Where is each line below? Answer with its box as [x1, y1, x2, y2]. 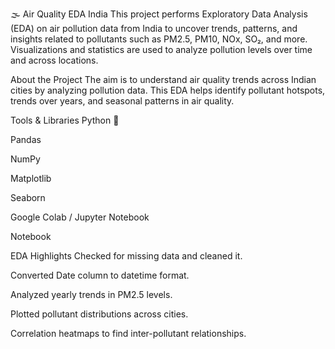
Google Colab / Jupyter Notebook [10, 211, 150, 223]
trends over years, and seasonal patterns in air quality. [10, 95, 235, 107]
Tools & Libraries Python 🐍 [10, 114, 120, 126]
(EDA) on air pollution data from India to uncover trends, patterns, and [10, 23, 298, 34]
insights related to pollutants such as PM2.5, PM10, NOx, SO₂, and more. [10, 33, 308, 45]
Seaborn [10, 192, 46, 203]
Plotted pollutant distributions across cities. [10, 308, 189, 320]
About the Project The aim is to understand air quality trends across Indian [10, 74, 317, 85]
